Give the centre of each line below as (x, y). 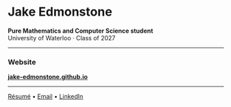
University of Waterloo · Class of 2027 (62, 37)
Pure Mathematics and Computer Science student (81, 31)
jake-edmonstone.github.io (48, 77)
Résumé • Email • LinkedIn (46, 97)
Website (22, 62)
